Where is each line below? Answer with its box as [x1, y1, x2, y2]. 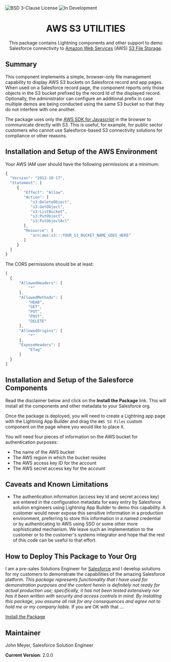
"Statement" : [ [10, 180, 42, 185]
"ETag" [28, 347, 42, 353]
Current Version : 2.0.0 [5, 652, 54, 658]
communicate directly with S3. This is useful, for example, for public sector [5, 121, 163, 128]
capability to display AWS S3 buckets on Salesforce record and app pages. [5, 79, 163, 85]
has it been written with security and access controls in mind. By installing [5, 593, 162, 599]
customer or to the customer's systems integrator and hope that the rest [12, 532, 165, 538]
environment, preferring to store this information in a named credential [12, 515, 161, 522]
